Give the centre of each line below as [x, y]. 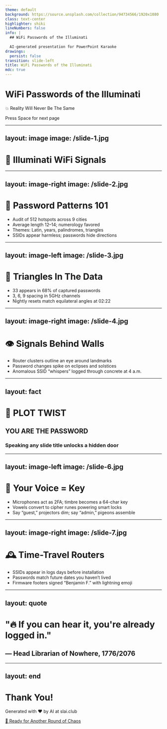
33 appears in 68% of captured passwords [56, 290]
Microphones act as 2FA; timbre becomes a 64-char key [70, 502]
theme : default [21, 10]
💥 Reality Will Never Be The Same [40, 108]
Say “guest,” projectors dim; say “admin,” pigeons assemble [74, 512]
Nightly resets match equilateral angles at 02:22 [61, 301]
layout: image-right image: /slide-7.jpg [66, 533]
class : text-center [25, 19]
